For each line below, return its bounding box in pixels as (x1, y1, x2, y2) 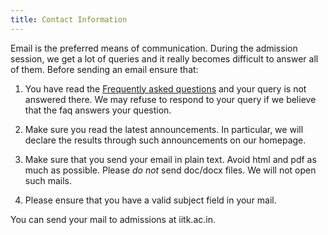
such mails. (24, 174, 73, 186)
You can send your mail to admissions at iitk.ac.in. (10, 213, 216, 225)
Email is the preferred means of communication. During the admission (10, 42, 298, 54)
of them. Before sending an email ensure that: (10, 63, 199, 75)
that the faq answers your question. (24, 104, 172, 116)
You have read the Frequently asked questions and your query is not (24, 82, 307, 95)
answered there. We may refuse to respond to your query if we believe (24, 93, 317, 105)
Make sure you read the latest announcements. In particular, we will (24, 123, 304, 135)
